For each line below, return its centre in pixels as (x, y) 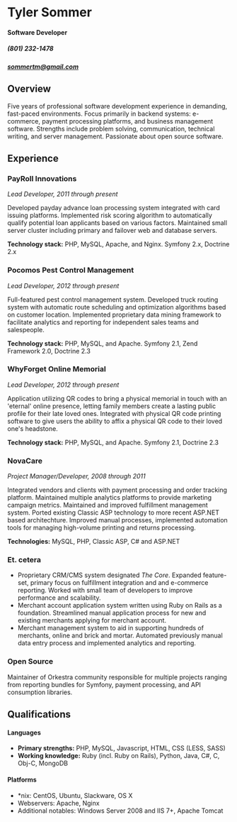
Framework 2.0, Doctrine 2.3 (49, 351)
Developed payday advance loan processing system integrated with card (114, 208)
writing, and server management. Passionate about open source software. (115, 136)
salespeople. (26, 329)
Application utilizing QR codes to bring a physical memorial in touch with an (117, 398)
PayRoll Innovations (42, 178)
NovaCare (25, 461)
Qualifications (39, 714)
